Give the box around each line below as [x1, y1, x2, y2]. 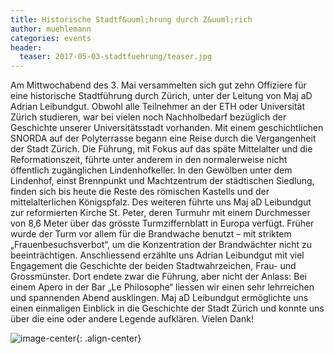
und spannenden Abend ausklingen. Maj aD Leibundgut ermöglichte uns [10, 292, 309, 304]
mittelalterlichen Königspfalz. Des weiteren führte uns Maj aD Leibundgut [10, 196, 312, 208]
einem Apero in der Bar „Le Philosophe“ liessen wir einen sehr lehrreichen [10, 281, 315, 293]
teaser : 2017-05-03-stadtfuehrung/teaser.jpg [19, 52, 213, 62]
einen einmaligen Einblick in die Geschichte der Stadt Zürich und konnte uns [10, 302, 325, 315]
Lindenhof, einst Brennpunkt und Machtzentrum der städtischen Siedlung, [10, 175, 315, 187]
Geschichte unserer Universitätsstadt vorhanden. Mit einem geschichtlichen [10, 122, 324, 134]
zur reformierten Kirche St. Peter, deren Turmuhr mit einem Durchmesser [10, 207, 311, 219]
